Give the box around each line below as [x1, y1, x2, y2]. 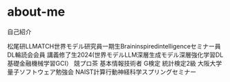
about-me [7, 4, 66, 20]
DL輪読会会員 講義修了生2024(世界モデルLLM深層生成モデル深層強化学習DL [7, 51, 224, 59]
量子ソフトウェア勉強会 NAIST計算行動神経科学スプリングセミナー [7, 68, 197, 76]
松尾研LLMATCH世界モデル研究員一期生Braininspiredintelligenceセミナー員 [7, 42, 221, 50]
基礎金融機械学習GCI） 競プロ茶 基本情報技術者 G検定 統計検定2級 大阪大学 [7, 59, 222, 67]
